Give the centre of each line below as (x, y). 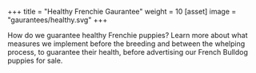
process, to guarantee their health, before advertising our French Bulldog (128, 52)
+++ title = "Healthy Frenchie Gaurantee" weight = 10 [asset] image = (122, 12)
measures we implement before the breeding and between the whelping (126, 44)
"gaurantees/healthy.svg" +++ (58, 20)
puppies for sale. (35, 60)
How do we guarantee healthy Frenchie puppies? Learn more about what (128, 35)
